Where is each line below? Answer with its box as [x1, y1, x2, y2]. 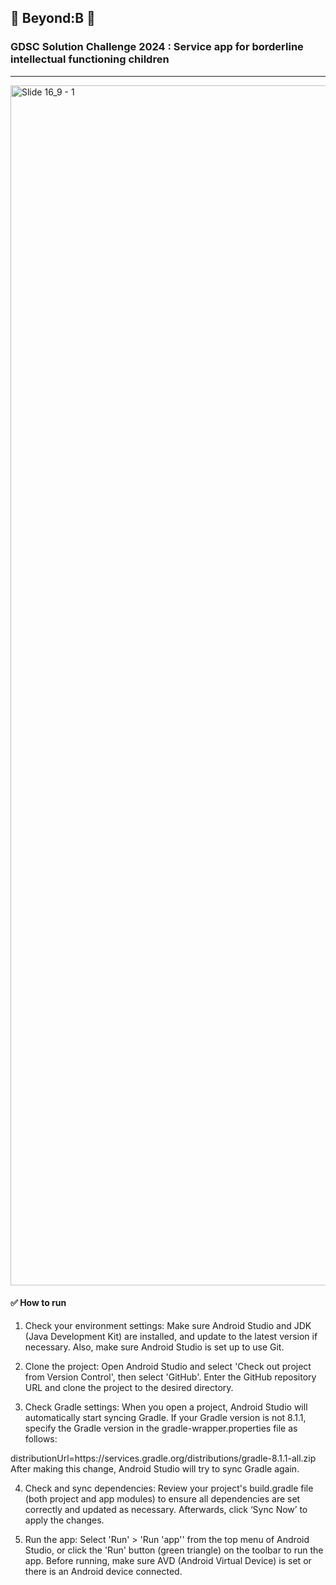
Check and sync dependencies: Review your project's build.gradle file [24, 1482, 314, 1494]
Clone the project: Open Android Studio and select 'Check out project [24, 1360, 312, 1372]
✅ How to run [10, 1297, 67, 1309]
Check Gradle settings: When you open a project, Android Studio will [24, 1401, 308, 1413]
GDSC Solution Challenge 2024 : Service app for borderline [10, 40, 304, 54]
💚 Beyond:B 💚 [10, 10, 96, 27]
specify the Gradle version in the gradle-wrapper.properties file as [24, 1422, 298, 1434]
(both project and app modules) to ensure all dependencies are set [24, 1492, 301, 1505]
